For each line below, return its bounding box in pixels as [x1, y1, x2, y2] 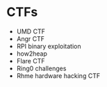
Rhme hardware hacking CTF [16, 71, 101, 80]
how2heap [16, 49, 48, 58]
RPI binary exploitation [16, 42, 81, 50]
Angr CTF [16, 34, 45, 42]
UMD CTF [16, 27, 46, 35]
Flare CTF [16, 56, 45, 65]
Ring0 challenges [16, 64, 67, 72]
